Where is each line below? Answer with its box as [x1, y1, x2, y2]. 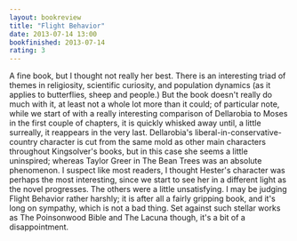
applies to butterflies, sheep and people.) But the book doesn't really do [9, 90, 273, 100]
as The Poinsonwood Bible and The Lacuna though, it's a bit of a [9, 213, 246, 223]
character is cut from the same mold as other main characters [39, 137, 267, 148]
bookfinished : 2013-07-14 [9, 37, 105, 47]
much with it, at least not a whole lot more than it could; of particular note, [9, 99, 280, 109]
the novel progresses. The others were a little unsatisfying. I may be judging [9, 184, 287, 195]
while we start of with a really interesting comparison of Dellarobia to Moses [9, 108, 288, 119]
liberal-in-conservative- [194, 127, 283, 138]
